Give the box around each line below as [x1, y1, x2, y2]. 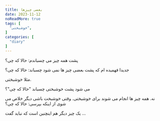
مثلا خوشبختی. [5, 76, 32, 82]
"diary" [9, 39, 26, 44]
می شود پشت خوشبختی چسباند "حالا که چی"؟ [5, 86, 90, 91]
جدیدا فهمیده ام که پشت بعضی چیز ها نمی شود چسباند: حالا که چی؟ [5, 67, 129, 73]
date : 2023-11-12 [5, 12, 41, 17]
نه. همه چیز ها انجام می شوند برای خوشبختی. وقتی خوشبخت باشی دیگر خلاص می [5, 95, 155, 101]
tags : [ [5, 21, 21, 26]
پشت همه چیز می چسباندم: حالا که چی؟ [5, 57, 78, 63]
